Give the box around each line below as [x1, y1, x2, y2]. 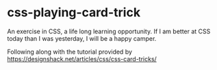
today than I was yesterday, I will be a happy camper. [7, 34, 157, 42]
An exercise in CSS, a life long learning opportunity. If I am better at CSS [7, 27, 211, 35]
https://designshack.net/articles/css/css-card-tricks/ [7, 54, 157, 63]
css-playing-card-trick [7, 5, 141, 20]
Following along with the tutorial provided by [7, 48, 132, 56]
